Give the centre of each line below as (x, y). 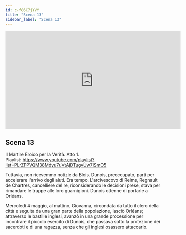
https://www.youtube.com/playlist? (58, 160)
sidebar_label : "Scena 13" (33, 19)
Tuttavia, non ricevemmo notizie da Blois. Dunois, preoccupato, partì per (80, 175)
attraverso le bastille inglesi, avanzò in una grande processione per (74, 216)
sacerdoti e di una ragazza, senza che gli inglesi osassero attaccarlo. (76, 227)
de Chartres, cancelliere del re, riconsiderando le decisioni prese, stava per (83, 185)
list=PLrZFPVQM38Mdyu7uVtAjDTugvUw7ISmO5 (56, 165)
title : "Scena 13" (24, 15)
